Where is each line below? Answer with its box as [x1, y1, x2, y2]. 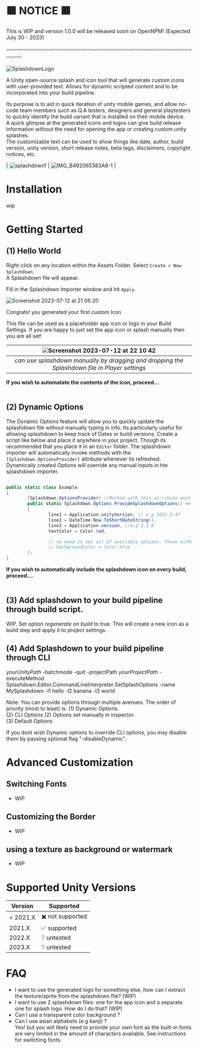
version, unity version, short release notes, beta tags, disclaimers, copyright [6, 144, 190, 151]
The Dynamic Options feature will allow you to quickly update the [6, 418, 164, 425]
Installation [6, 183, 62, 196]
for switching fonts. [14, 1037, 62, 1044]
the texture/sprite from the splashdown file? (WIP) [14, 992, 137, 1000]
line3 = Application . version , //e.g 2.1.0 [48, 522, 154, 528]
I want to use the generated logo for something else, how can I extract [14, 987, 186, 994]
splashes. [6, 131, 29, 138]
